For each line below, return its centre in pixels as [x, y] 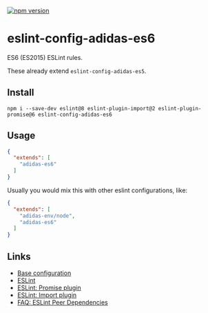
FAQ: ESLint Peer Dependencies [62, 302]
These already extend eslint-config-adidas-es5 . [77, 71]
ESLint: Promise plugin [49, 287]
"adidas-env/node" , [48, 216]
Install [21, 93]
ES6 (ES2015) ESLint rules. [45, 57]
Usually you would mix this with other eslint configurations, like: [97, 190]
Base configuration [44, 273]
